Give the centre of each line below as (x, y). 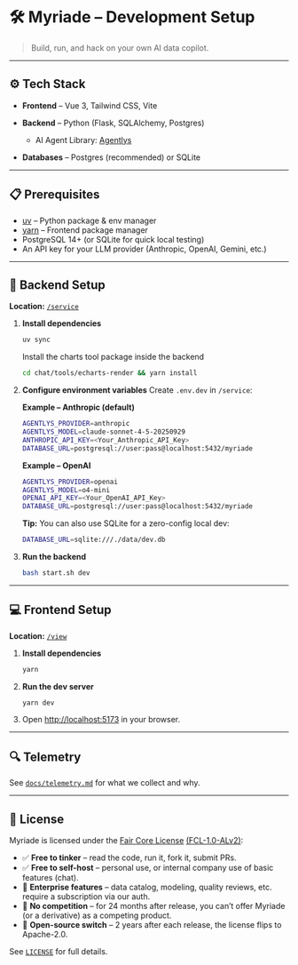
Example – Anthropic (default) (78, 407)
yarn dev (38, 703)
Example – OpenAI (56, 465)
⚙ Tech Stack (47, 84)
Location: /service (44, 307)
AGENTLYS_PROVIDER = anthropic (76, 424)
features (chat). (50, 878)
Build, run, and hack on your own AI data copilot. (120, 48)
